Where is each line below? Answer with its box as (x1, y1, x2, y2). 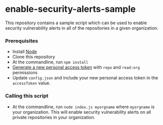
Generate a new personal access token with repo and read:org (12, 64, 140, 70)
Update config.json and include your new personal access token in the (12, 75, 159, 81)
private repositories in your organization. (12, 114, 96, 120)
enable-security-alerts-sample (5, 3, 136, 15)
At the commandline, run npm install (12, 59, 88, 65)
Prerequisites (5, 37, 38, 44)
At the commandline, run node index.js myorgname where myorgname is (12, 104, 155, 110)
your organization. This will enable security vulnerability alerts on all (12, 109, 151, 115)
